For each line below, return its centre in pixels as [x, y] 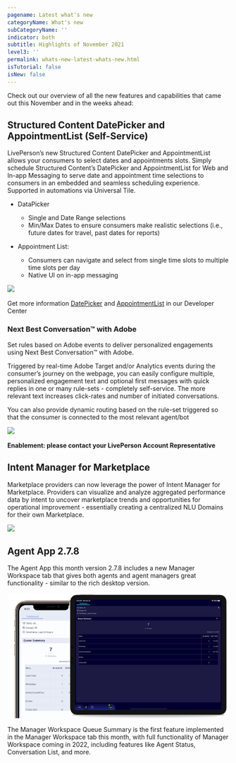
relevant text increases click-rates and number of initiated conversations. [113, 396]
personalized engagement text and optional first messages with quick [108, 380]
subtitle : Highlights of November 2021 [66, 45]
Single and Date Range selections [77, 218]
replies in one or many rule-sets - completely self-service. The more [106, 388]
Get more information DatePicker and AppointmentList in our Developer [111, 304]
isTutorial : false [34, 67]
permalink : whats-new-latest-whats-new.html [74, 60]
